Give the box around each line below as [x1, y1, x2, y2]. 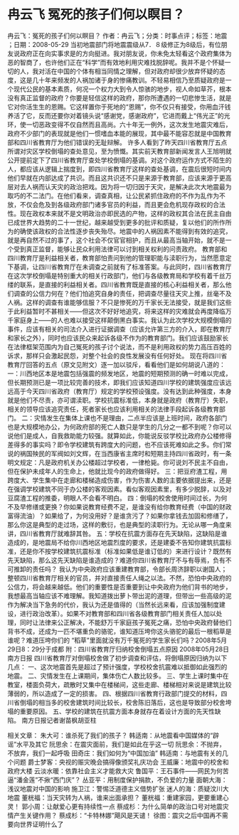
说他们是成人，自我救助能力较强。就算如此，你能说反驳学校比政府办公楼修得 [7, 431, 232, 440]
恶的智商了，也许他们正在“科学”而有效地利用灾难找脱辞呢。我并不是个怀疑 [7, 58, 225, 66]
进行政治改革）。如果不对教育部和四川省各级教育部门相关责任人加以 [19, 609, 216, 617]
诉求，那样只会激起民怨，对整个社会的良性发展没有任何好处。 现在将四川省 [7, 351, 228, 360]
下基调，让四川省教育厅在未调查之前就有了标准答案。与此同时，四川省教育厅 [7, 262, 232, 271]
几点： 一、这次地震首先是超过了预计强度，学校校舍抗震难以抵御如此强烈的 [7, 662, 228, 671]
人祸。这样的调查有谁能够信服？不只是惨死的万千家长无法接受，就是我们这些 [7, 298, 232, 307]
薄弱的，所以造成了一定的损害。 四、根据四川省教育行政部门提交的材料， [7, 689, 221, 698]
